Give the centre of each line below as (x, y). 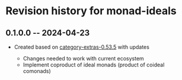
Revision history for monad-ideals (91, 11)
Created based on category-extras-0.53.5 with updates (82, 47)
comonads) (37, 71)
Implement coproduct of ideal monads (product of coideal (94, 65)
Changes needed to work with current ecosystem (84, 58)
